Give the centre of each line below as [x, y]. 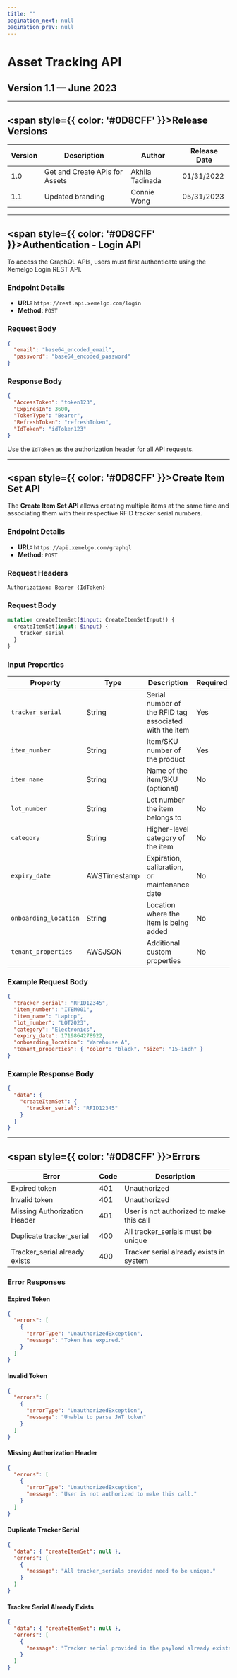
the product [166, 759]
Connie [143, 192]
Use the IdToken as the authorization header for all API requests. [101, 449]
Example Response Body [51, 1073]
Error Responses [36, 1282]
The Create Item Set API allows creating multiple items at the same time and [118, 506]
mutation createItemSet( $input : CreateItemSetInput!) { [91, 620]
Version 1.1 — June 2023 [62, 88]
